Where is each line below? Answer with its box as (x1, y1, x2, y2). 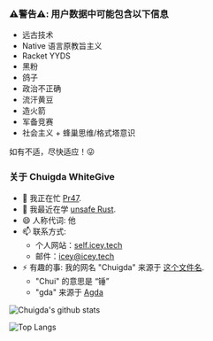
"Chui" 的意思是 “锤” (34, 275, 110, 286)
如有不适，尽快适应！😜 (9, 146, 95, 157)
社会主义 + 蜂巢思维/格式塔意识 (21, 128, 135, 138)
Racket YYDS (21, 50, 71, 61)
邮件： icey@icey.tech (34, 251, 115, 261)
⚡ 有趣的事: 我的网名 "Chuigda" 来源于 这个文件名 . (21, 261, 205, 272)
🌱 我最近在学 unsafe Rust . (21, 204, 117, 214)
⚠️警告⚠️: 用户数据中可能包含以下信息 (9, 7, 170, 19)
